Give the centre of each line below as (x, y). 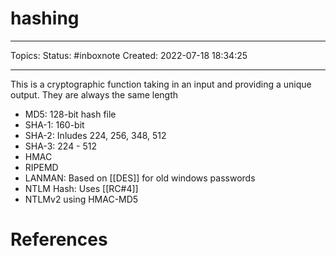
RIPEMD (41, 167)
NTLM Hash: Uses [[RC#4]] (81, 188)
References (59, 239)
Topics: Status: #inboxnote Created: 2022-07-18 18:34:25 (129, 55)
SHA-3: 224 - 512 (61, 146)
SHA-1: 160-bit (54, 124)
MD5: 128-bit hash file (70, 114)
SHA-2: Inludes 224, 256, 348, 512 (95, 135)
